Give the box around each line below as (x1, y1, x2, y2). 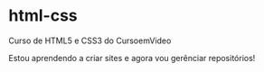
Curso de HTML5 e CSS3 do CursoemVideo (8, 35, 172, 46)
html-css (8, 5, 78, 26)
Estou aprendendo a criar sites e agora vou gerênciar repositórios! (8, 52, 256, 63)
